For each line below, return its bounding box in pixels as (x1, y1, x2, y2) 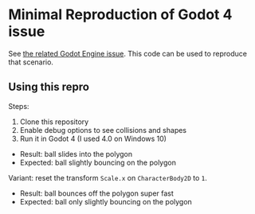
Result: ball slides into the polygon (19, 149, 133, 158)
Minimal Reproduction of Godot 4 (8, 6, 233, 24)
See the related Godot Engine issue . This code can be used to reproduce (8, 49, 248, 58)
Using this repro (8, 80, 90, 94)
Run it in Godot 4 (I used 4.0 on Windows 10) (19, 134, 167, 143)
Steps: (8, 101, 29, 111)
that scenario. (8, 57, 54, 67)
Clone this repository (19, 117, 89, 126)
